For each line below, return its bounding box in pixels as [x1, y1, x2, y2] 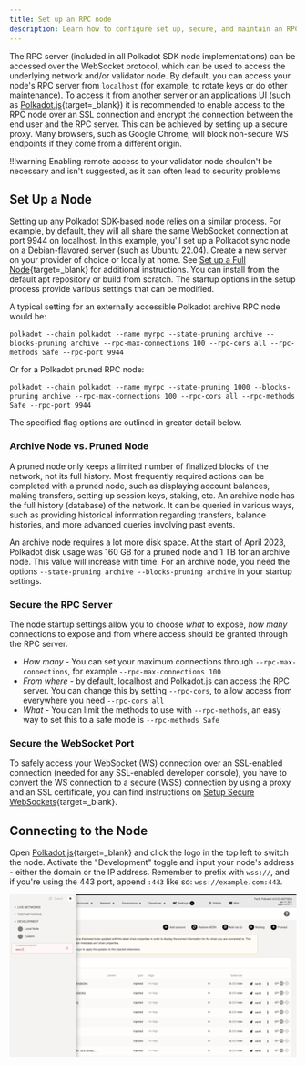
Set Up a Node [9, 192, 93, 207]
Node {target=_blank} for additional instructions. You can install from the [9, 265, 280, 276]
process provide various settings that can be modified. [9, 284, 215, 295]
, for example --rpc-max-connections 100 [67, 665, 221, 676]
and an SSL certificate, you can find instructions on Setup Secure [9, 787, 255, 798]
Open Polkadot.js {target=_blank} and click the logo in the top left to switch [9, 847, 289, 858]
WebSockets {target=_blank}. [9, 797, 118, 808]
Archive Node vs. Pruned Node [9, 440, 149, 453]
